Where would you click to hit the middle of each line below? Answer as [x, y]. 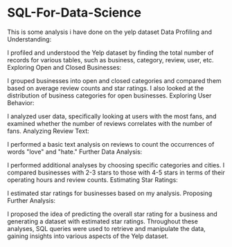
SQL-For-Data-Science [74, 13]
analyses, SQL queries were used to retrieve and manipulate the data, [106, 228]
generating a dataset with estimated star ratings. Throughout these [103, 221]
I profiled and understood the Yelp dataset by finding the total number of [110, 53]
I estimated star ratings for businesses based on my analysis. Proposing [110, 193]
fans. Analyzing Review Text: [48, 131]
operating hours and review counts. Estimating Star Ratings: [92, 180]
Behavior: [21, 102]
